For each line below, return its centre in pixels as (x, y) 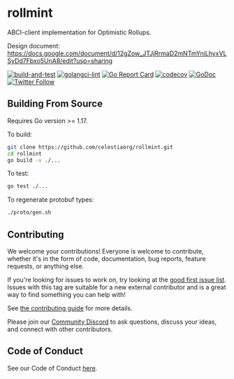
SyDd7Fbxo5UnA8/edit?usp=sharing (60, 60)
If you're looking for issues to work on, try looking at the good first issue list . (117, 280)
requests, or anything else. (46, 266)
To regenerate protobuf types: (51, 200)
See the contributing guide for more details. (70, 308)
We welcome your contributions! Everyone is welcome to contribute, (105, 251)
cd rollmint (24, 153)
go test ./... (28, 186)
